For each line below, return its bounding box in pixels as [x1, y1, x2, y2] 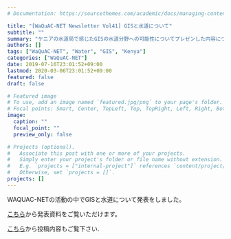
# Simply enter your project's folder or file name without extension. [7, 156, 223, 163]
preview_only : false [13, 131, 72, 138]
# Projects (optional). [7, 143, 76, 150]
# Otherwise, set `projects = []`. [7, 169, 115, 176]
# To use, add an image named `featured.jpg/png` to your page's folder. [7, 99, 223, 106]
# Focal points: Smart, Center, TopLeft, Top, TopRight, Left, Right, [7, 105, 214, 112]
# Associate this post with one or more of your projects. [7, 149, 186, 157]
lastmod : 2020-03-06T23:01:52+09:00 [7, 67, 112, 74]
